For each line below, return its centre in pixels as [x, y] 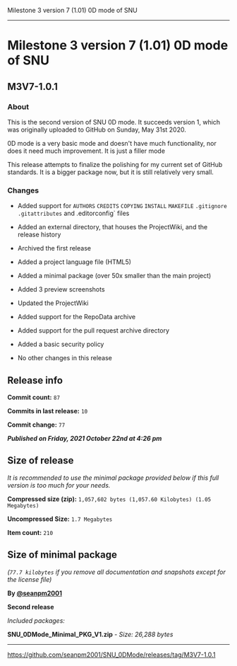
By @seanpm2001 [35, 593]
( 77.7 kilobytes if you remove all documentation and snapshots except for [116, 572]
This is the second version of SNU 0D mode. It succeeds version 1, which [114, 122]
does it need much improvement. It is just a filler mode [86, 151]
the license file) [30, 579]
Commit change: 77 [36, 425]
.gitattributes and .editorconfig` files [73, 213]
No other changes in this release [65, 358]
